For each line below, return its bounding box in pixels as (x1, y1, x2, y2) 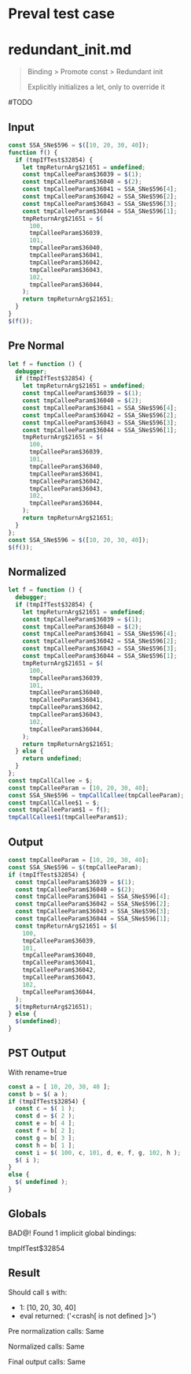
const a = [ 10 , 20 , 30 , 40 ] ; (8, 1082, 111, 1091)
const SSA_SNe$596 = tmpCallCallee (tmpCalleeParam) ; (8, 791, 185, 799)
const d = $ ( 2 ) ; (15, 1112, 76, 1120)
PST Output (8, 1047, 67, 1060)
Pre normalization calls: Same (8, 1326, 105, 1335)
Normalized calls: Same (8, 1342, 85, 1351)
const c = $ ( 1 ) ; (15, 1105, 76, 1113)
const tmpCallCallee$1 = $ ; (8, 798, 101, 807)
